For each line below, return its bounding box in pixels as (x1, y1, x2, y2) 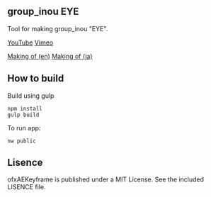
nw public (7, 137, 37, 145)
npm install (7, 105, 42, 112)
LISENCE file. (7, 183, 46, 191)
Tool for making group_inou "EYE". (7, 24, 108, 33)
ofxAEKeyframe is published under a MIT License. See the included (7, 175, 204, 184)
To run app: (7, 123, 41, 132)
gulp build (7, 111, 40, 118)
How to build (7, 72, 64, 84)
